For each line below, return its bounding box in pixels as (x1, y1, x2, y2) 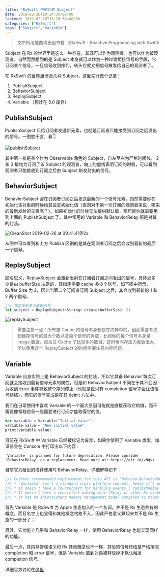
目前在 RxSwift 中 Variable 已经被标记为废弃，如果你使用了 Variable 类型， (5, 437, 156, 443)
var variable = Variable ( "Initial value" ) (5, 418, 93, 424)
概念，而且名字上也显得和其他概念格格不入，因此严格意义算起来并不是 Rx (5, 510, 154, 516)
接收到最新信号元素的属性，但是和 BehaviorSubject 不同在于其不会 (18, 380, 153, 386)
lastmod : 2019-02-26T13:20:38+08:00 (5, 16, 80, 21)
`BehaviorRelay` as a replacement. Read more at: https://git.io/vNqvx (5, 457, 155, 462)
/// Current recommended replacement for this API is (5, 476, 118, 481)
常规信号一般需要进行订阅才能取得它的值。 (18, 408, 104, 414)
